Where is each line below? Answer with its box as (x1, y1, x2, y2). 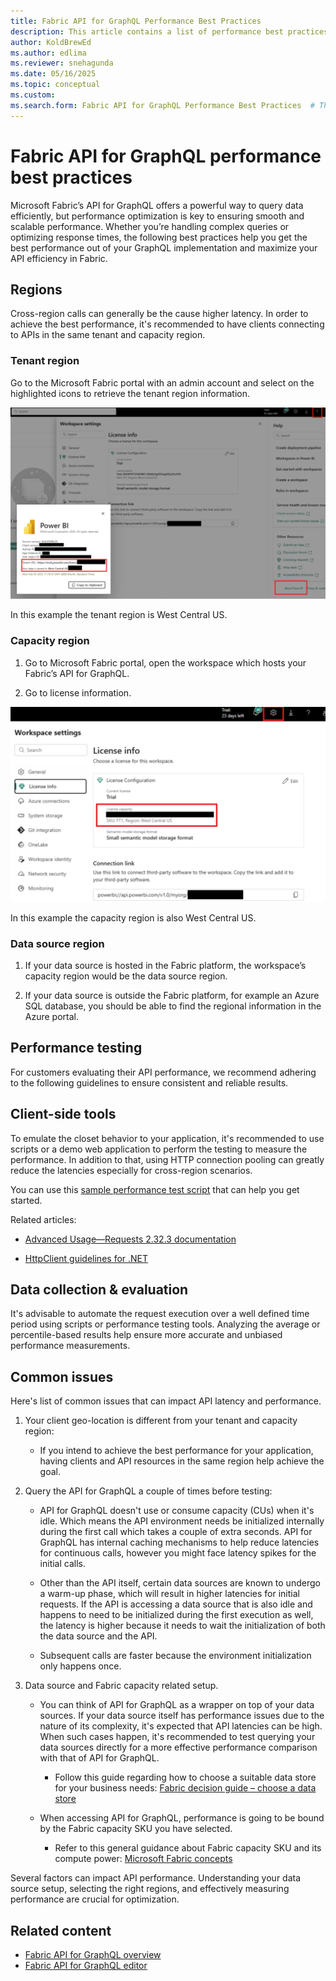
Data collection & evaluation (10, 1281, 189, 1298)
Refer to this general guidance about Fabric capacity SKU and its (54, 1842, 322, 1854)
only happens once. (39, 1660, 122, 1672)
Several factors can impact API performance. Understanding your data (10, 1872, 302, 1884)
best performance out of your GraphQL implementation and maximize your (10, 241, 318, 254)
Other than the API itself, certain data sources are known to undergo (39, 1577, 321, 1589)
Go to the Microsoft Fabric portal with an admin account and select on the (10, 376, 315, 389)
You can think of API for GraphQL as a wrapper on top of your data (39, 1699, 315, 1711)
